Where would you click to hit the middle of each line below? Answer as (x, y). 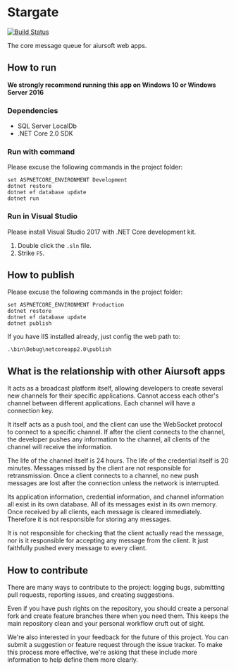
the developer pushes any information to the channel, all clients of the (108, 439)
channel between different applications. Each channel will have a (101, 403)
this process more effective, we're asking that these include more (102, 652)
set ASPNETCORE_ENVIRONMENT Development (68, 180)
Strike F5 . (31, 253)
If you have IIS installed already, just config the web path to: (94, 337)
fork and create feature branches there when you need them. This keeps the (118, 616)
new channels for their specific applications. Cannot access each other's (113, 396)
